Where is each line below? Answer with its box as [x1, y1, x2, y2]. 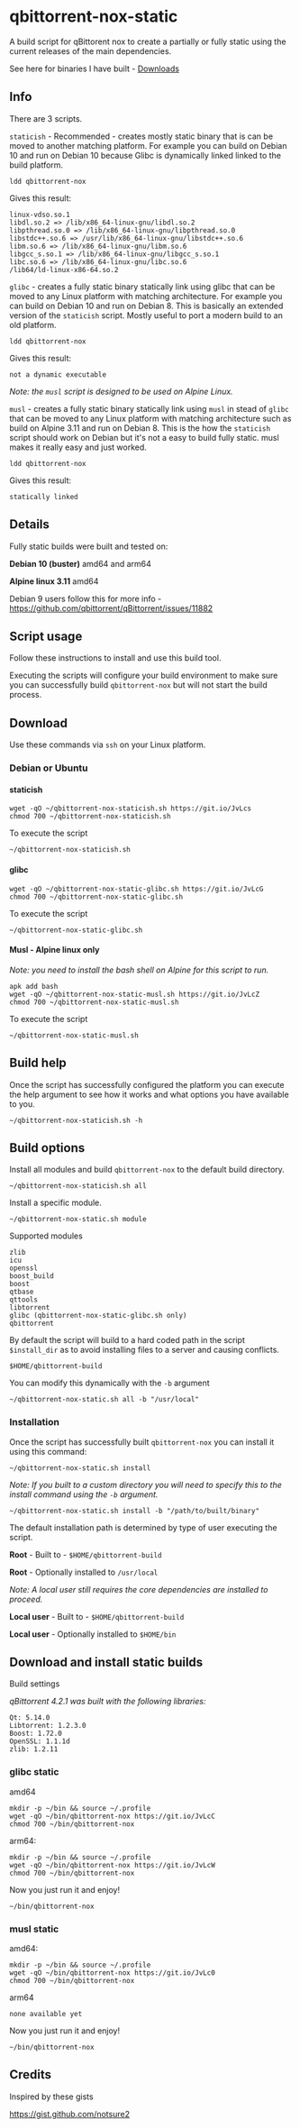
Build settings [9, 1678, 60, 1689]
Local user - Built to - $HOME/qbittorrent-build [9, 1611, 185, 1621]
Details [9, 516, 50, 533]
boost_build [9, 1272, 54, 1281]
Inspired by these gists [9, 2091, 94, 2102]
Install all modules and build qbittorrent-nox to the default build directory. [9, 1164, 286, 1175]
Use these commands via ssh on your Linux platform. [9, 739, 206, 750]
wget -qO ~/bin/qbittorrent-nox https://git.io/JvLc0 [9, 1968, 216, 1977]
